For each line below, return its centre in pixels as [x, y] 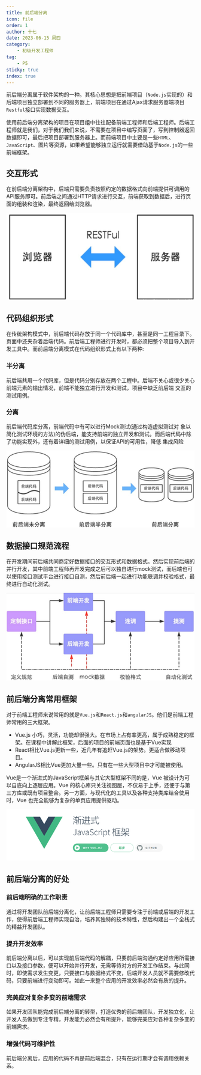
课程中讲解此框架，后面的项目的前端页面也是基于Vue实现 [101, 743]
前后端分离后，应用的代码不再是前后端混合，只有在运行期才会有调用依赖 [95, 1058]
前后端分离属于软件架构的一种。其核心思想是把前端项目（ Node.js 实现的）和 [100, 95]
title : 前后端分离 [27, 13]
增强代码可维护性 [31, 1044]
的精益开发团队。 [27, 927]
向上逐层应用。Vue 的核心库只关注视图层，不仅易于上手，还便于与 [103, 785]
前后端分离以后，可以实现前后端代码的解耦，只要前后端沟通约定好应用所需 [98, 958]
